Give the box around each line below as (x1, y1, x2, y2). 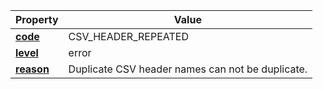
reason (15, 62, 50, 76)
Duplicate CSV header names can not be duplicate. (68, 62, 308, 76)
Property (15, 13, 59, 26)
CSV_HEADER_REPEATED (68, 30, 189, 43)
